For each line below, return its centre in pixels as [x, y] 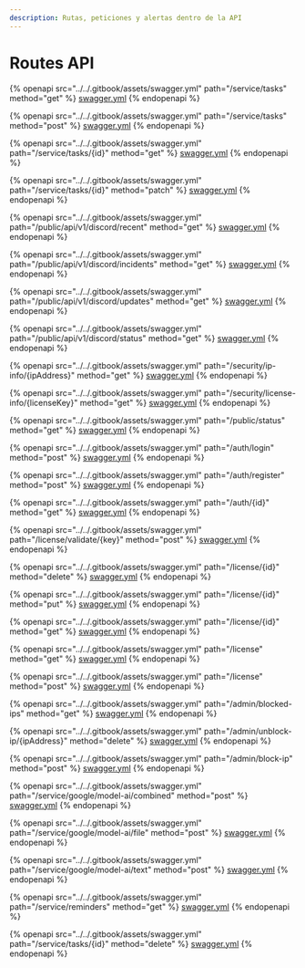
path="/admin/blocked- [248, 703]
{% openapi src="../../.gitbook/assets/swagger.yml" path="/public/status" [147, 420]
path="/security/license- [249, 392]
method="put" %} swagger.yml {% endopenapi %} [105, 604]
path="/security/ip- [240, 365]
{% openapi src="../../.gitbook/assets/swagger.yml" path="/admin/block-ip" [151, 758]
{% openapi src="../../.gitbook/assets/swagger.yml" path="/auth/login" [142, 447]
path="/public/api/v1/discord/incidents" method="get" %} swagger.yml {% [150, 264]
